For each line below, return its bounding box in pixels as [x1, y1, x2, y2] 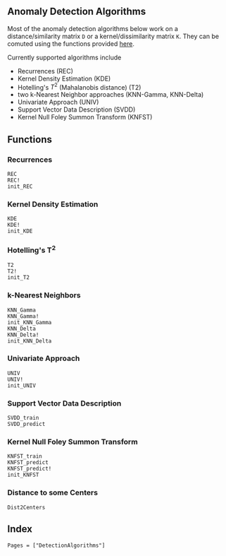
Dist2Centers [7, 504, 46, 511]
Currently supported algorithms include [7, 53, 122, 61]
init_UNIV [7, 381, 37, 389]
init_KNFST [7, 471, 39, 479]
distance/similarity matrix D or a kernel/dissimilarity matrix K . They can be [7, 32, 220, 40]
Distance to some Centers [7, 487, 99, 497]
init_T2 [7, 274, 30, 281]
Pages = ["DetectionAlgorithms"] [7, 542, 106, 549]
